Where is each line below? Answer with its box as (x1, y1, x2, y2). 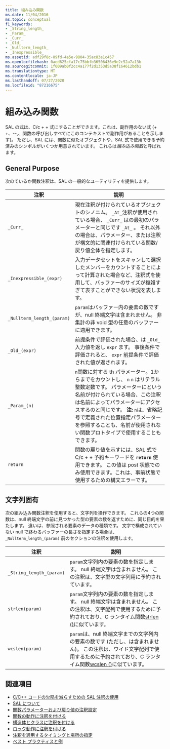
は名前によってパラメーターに (75, 399, 146, 406)
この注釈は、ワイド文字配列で (83, 646, 154, 653)
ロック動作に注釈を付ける (12, 726, 66, 732)
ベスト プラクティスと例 (12, 738, 63, 744)
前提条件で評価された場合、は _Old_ (75, 336, 160, 343)
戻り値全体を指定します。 (75, 247, 136, 254)
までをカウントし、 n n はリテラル (80, 376, 160, 383)
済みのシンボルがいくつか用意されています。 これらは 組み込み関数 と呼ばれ (5, 143, 161, 149)
